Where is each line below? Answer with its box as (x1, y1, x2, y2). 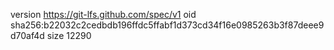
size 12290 (46, 30, 92, 41)
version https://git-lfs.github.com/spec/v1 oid (10, 9, 197, 20)
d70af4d (10, 30, 45, 41)
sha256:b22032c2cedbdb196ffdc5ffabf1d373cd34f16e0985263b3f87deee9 (10, 19, 325, 31)
